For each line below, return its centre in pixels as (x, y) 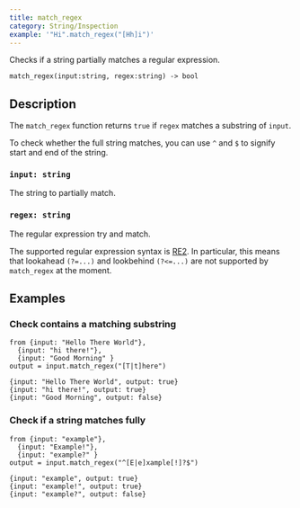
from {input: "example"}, (57, 439)
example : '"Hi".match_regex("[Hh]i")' (82, 34)
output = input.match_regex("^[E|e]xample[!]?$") (104, 463)
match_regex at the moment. (61, 270)
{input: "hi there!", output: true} (78, 390)
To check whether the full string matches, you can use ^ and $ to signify (142, 143)
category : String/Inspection (64, 26)
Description (43, 104)
